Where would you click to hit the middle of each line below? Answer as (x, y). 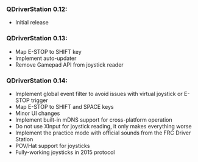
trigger (39, 100)
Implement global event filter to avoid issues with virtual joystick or (99, 94)
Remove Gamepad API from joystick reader (69, 64)
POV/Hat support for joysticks (52, 145)
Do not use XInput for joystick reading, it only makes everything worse (103, 126)
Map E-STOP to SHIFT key (48, 51)
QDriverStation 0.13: (37, 39)
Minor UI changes (37, 113)
